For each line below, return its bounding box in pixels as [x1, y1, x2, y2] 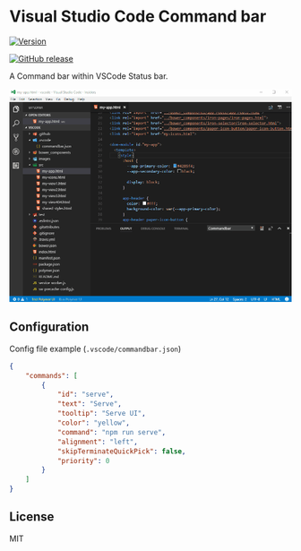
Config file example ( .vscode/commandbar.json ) [9, 343, 182, 354]
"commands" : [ [25, 371, 78, 380]
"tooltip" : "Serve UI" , [56, 409, 146, 418]
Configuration [9, 320, 90, 335]
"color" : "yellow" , [56, 418, 130, 427]
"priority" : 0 [56, 456, 110, 465]
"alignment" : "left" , [56, 437, 139, 446]
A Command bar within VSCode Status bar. [9, 70, 168, 82]
